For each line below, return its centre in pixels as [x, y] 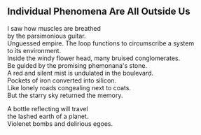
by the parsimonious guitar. [47, 36]
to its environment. [34, 50]
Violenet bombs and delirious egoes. [60, 123]
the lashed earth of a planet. [48, 116]
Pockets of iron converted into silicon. [62, 80]
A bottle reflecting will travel [48, 108]
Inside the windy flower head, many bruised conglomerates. [94, 58]
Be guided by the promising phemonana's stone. [77, 65]
